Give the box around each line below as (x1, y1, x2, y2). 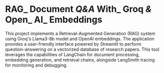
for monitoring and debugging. (5, 62, 68, 68)
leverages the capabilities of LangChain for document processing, (5, 51, 140, 58)
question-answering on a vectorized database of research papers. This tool (5, 46, 160, 52)
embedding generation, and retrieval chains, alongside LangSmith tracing (5, 57, 155, 63)
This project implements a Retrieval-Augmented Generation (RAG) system (5, 30, 156, 36)
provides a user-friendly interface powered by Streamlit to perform (5, 41, 141, 47)
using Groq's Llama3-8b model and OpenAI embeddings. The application (5, 36, 155, 42)
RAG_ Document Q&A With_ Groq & (5, 3, 152, 15)
